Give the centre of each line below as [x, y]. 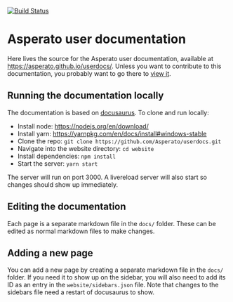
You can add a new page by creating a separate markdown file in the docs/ [115, 270]
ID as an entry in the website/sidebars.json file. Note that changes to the [113, 285]
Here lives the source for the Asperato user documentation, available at [111, 58]
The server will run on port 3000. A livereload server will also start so [107, 177]
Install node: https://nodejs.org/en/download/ [83, 126]
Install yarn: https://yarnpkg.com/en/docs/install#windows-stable [112, 133]
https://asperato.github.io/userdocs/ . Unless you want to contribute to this [114, 66]
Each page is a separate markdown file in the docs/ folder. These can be [112, 223]
